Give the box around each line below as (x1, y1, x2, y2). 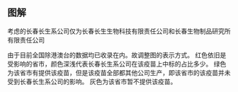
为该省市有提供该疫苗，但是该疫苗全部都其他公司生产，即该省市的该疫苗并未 (7, 68, 231, 76)
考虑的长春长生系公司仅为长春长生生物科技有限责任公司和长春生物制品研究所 (7, 27, 231, 35)
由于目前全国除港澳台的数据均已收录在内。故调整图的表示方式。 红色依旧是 (7, 50, 227, 59)
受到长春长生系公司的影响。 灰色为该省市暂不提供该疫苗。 (7, 77, 177, 86)
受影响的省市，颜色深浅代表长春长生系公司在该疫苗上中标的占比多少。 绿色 (7, 59, 227, 68)
